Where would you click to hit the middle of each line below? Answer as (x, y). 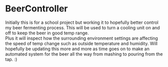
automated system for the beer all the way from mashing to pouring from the (84, 54)
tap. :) (11, 59)
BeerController (37, 9)
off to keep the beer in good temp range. (47, 33)
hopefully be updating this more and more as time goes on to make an (77, 49)
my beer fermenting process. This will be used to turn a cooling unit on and (82, 27)
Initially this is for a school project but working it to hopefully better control (82, 22)
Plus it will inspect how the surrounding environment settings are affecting (82, 38)
